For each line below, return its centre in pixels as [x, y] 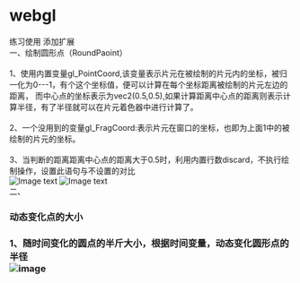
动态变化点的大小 [46, 217]
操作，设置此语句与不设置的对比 [76, 170]
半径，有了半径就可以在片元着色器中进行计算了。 [107, 107]
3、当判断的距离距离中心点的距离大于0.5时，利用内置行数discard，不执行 [146, 159]
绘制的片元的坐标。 [45, 139]
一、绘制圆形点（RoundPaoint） [68, 52]
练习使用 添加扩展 [42, 41]
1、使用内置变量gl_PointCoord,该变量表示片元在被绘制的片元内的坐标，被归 [148, 73]
